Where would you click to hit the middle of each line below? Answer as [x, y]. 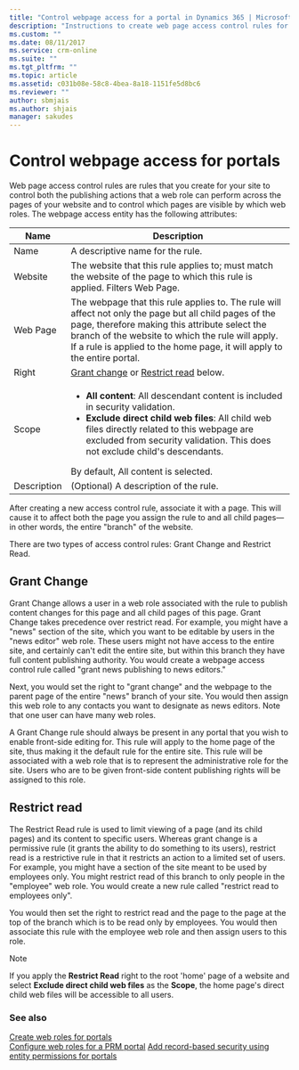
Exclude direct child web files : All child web [179, 418]
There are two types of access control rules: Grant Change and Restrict [140, 544]
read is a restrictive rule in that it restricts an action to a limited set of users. [148, 857]
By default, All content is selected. [142, 471]
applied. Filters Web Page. [125, 288]
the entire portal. [105, 358]
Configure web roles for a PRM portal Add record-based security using [139, 1046]
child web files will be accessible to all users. [92, 994]
